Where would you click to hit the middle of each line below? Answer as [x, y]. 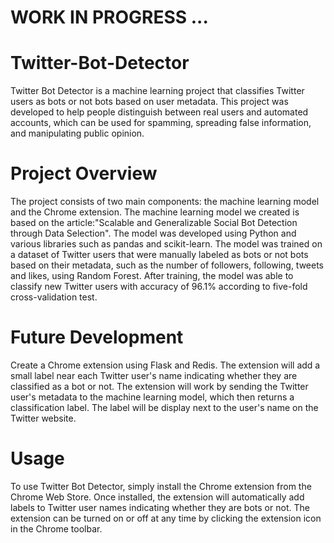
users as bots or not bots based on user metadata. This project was [149, 102]
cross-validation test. [54, 297]
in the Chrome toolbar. [56, 528]
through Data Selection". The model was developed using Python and [153, 233]
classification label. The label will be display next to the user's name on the [164, 407]
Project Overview [84, 173]
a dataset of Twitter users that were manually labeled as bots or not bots [159, 255]
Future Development [97, 337]
